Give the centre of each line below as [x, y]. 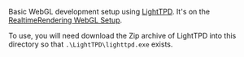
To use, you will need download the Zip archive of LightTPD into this [122, 36]
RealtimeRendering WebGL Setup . [65, 20]
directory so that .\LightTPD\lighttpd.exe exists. [91, 44]
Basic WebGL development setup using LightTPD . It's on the [109, 12]
